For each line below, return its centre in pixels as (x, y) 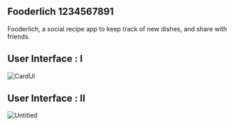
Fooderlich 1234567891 (60, 12)
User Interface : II (46, 99)
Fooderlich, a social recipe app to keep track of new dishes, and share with (117, 28)
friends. (19, 36)
